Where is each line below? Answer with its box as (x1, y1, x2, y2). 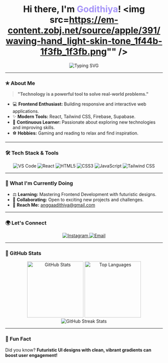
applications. (12, 108, 39, 114)
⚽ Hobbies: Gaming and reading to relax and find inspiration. (12, 130, 139, 136)
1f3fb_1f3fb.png (39, 46, 107, 57)
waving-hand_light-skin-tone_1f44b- (5, 35, 162, 47)
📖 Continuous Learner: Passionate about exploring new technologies (12, 119, 156, 125)
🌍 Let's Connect (5, 219, 46, 226)
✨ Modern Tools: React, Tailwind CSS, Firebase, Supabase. (12, 113, 136, 119)
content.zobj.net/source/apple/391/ (7, 25, 161, 36)
